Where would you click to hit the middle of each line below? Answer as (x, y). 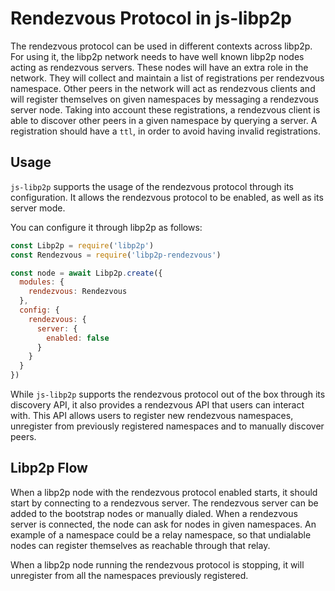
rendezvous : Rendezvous (78, 292)
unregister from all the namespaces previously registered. (129, 575)
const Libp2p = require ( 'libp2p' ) (82, 245)
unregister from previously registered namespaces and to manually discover (167, 426)
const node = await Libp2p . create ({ (86, 273)
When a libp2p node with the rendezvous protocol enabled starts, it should (164, 492)
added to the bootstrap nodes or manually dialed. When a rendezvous (154, 513)
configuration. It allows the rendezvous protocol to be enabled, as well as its (167, 197)
